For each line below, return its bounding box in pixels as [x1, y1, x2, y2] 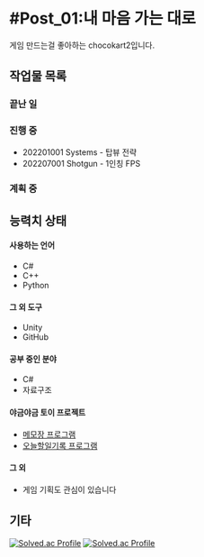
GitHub [22, 332, 49, 342]
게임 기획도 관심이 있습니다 [22, 484, 117, 495]
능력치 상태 [9, 213, 67, 228]
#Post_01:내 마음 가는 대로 [9, 8, 196, 29]
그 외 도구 [9, 301, 43, 312]
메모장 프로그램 [22, 429, 76, 440]
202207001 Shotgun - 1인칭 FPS [22, 158, 141, 169]
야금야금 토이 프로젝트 [9, 407, 86, 418]
